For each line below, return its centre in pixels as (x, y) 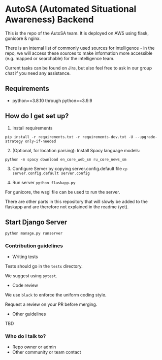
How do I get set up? (37, 116)
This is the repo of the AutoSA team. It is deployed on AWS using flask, (77, 33)
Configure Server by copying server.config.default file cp (70, 168)
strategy (14, 141)
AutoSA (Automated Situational (71, 9)
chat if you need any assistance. (38, 73)
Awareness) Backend (49, 19)
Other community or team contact (47, 352)
